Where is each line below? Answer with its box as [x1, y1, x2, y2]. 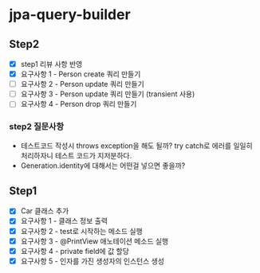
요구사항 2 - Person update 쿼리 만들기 [20, 80, 144, 89]
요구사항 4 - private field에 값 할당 [20, 246, 130, 255]
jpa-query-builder [9, 6, 131, 24]
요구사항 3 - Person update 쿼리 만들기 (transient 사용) [20, 89, 195, 99]
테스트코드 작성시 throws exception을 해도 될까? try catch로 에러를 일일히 [20, 141, 254, 150]
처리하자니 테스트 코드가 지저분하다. [20, 150, 132, 160]
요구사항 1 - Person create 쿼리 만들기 [20, 69, 141, 79]
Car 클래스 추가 [20, 206, 69, 216]
